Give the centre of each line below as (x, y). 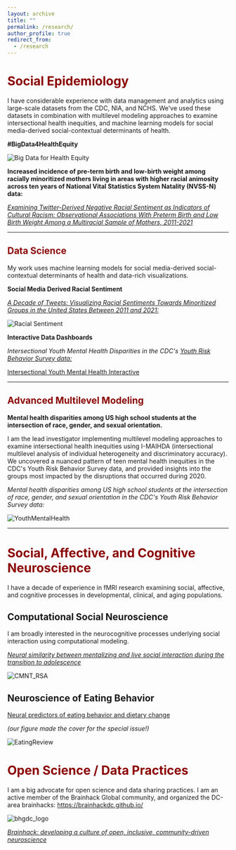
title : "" (22, 20)
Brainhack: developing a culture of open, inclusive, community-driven (108, 832)
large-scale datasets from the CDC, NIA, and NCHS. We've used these (109, 108)
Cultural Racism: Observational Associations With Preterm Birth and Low (113, 214)
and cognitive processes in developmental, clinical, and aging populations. (115, 595)
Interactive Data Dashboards (50, 337)
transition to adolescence (44, 662)
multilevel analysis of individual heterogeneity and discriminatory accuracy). (117, 453)
